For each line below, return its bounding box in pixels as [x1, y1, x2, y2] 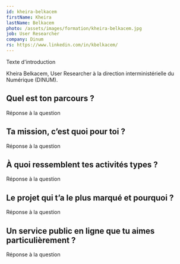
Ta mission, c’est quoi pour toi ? [6, 126, 126, 137]
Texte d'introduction [6, 58, 56, 66]
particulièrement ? [6, 235, 76, 245]
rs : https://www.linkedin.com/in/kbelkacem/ [6, 42, 118, 48]
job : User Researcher [6, 31, 60, 37]
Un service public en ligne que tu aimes [6, 226, 155, 236]
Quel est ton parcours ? [6, 94, 94, 104]
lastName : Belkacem [6, 20, 55, 26]
